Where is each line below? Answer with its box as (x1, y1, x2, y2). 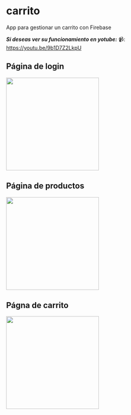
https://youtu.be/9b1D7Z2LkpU (6, 44, 82, 51)
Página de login (6, 61, 65, 72)
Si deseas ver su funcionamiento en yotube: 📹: (6, 36, 126, 43)
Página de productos (6, 181, 85, 191)
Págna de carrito (6, 300, 69, 310)
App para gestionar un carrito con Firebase (6, 24, 111, 31)
